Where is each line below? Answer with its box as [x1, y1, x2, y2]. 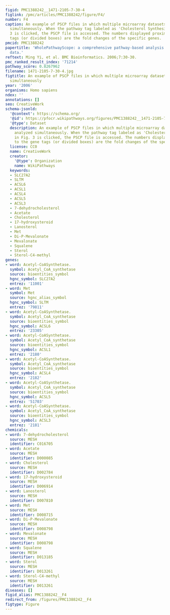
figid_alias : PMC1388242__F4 [5, 592, 67, 598]
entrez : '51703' [10, 399, 44, 404]
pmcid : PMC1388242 [5, 41, 44, 46]
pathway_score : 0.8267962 [5, 64, 60, 69]
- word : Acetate [5, 446, 39, 452]
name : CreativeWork [10, 149, 51, 154]
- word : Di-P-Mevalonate [5, 517, 58, 522]
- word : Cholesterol [5, 460, 49, 465]
